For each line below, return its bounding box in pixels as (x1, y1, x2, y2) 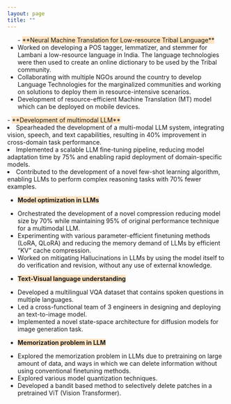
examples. (7, 182, 37, 191)
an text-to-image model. (17, 310, 88, 318)
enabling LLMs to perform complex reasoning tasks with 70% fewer (7, 175, 202, 183)
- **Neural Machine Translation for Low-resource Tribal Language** (17, 35, 215, 44)
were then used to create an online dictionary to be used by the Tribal (17, 58, 217, 66)
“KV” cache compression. (17, 246, 92, 254)
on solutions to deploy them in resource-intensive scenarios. (17, 88, 191, 96)
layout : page (7, 10, 45, 17)
